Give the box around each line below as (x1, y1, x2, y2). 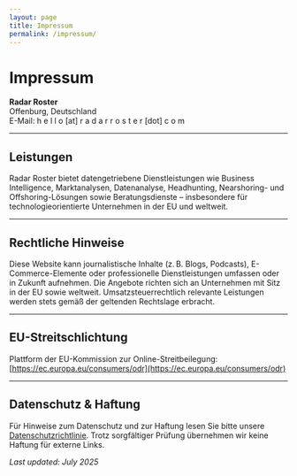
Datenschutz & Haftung (9, 397, 141, 412)
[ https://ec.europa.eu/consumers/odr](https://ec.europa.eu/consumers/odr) (9, 363, 286, 373)
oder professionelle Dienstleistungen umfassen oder (88, 267, 280, 279)
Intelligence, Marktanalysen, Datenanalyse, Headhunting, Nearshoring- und (9, 182, 285, 193)
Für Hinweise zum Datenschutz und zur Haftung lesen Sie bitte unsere (9, 420, 265, 431)
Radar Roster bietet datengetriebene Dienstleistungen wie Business (9, 173, 255, 184)
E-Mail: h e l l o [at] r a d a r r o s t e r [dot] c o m (9, 116, 186, 127)
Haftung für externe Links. (9, 439, 105, 449)
